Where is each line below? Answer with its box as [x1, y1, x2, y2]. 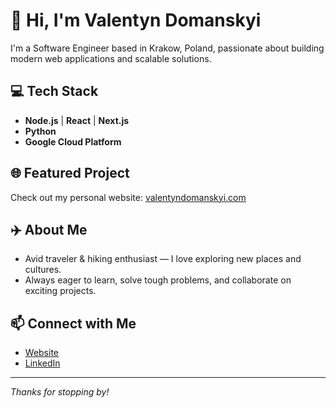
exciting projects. [24, 285, 97, 297]
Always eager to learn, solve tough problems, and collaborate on [24, 274, 292, 286]
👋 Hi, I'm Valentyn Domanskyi [10, 9, 262, 32]
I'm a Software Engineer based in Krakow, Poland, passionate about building [10, 42, 325, 54]
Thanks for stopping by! [10, 386, 110, 398]
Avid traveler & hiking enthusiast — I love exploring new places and [24, 253, 302, 265]
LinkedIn [24, 357, 61, 369]
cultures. [24, 264, 62, 276]
